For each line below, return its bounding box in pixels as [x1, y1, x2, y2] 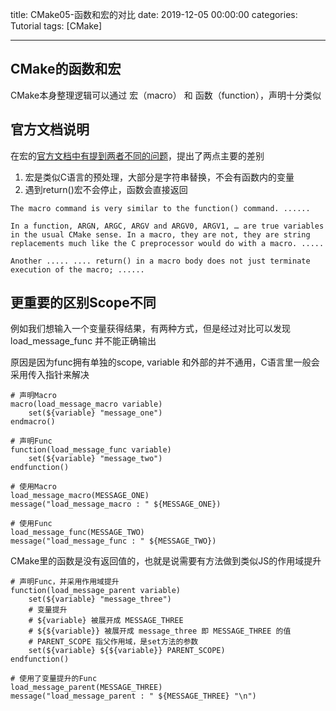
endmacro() [10, 417, 56, 427]
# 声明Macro [10, 391, 57, 401]
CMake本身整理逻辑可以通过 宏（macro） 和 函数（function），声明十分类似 [10, 89, 322, 101]
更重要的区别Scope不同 [10, 294, 157, 312]
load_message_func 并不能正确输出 [10, 335, 157, 347]
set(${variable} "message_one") [28, 408, 163, 418]
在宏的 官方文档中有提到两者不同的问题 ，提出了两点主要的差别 [10, 149, 265, 162]
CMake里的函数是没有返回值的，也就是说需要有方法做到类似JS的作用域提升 [10, 555, 322, 567]
